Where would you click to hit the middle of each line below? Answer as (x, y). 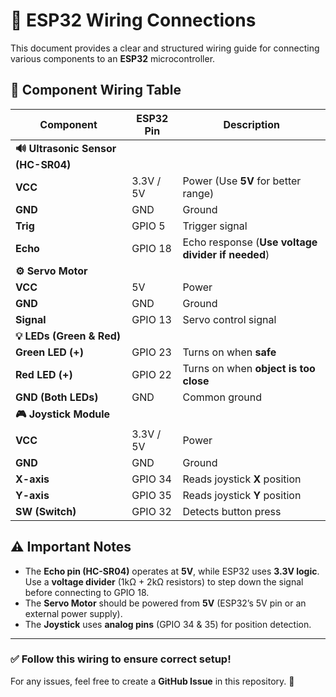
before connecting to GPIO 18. (87, 592)
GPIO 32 (151, 511)
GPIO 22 (151, 374)
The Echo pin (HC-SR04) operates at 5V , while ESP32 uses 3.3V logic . (172, 571)
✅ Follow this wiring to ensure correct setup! (121, 659)
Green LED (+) (49, 352)
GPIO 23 (151, 352)
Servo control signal (229, 319)
